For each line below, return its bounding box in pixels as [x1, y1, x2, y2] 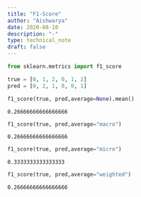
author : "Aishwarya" [7, 17, 69, 24]
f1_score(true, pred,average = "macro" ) [7, 120, 122, 128]
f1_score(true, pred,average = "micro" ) [7, 146, 122, 153]
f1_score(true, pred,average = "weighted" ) [7, 171, 132, 179]
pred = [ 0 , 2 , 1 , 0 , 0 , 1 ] [7, 82, 87, 90]
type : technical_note [7, 37, 72, 44]
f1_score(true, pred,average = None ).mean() [7, 95, 135, 102]
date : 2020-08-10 [7, 23, 59, 31]
